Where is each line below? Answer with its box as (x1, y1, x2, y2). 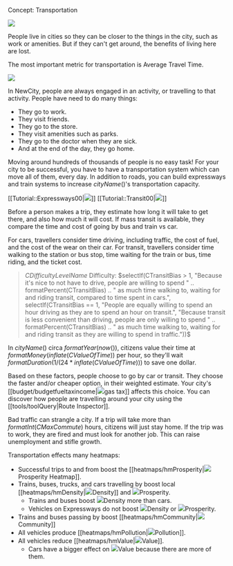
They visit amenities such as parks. (17, 130, 119, 138)
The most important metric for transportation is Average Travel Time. (8, 60, 204, 69)
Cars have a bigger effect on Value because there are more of (28, 545, 212, 553)
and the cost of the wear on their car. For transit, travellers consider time (8, 243, 214, 251)
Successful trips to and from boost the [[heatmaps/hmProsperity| (17, 466, 205, 473)
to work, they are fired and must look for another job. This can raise (8, 430, 201, 439)
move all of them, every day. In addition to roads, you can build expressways (8, 173, 226, 181)
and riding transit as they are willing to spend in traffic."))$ (24, 330, 191, 338)
